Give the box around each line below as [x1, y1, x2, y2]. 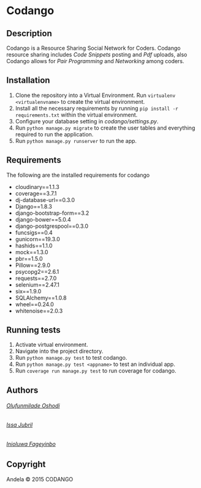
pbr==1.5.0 [15, 255, 43, 262]
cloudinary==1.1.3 [15, 183, 59, 190]
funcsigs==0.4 [15, 228, 53, 236]
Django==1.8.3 [15, 203, 52, 210]
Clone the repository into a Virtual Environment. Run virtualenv [15, 91, 176, 99]
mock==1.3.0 [15, 248, 48, 255]
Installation [6, 75, 50, 86]
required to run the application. [15, 130, 94, 138]
